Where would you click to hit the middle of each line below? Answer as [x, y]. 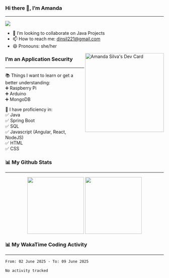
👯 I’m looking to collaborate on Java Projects [59, 33]
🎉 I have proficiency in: [29, 109]
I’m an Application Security [39, 59]
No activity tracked [27, 271]
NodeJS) [14, 137]
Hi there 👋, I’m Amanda [34, 8]
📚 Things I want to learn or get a [39, 75]
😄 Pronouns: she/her [34, 46]
